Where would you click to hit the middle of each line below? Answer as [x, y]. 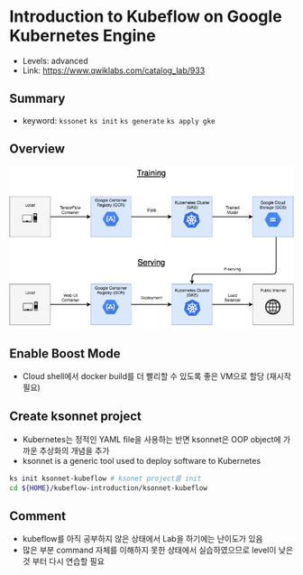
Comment [38, 516]
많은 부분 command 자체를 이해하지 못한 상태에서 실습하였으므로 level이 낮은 [158, 550]
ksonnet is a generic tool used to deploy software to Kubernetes [142, 460]
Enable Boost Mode [65, 353]
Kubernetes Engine [83, 36]
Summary [37, 99]
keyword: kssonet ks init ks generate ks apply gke [119, 120]
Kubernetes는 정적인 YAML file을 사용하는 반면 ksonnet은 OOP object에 [151, 439]
